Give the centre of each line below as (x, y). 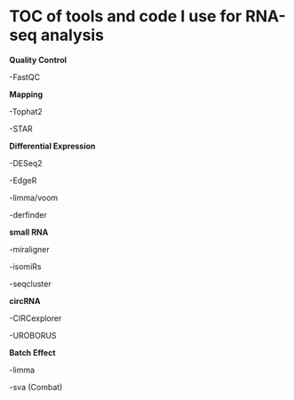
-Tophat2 (26, 111)
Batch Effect (32, 352)
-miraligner (30, 249)
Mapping (26, 94)
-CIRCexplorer (36, 318)
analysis (72, 35)
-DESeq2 (26, 163)
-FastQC (25, 76)
